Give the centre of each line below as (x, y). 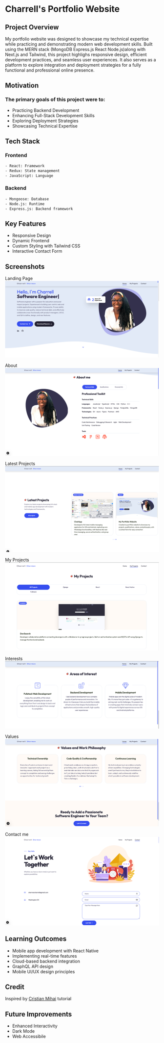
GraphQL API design (33, 966)
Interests (14, 659)
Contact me (17, 834)
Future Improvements (39, 1014)
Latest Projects (20, 463)
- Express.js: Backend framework (39, 209)
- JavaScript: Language (29, 176)
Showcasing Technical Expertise (45, 126)
